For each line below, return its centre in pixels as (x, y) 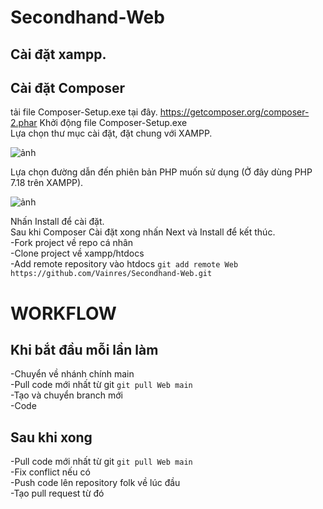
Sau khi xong (51, 437)
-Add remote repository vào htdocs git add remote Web (124, 264)
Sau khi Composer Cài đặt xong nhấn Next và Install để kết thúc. (143, 232)
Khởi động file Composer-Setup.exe (113, 123)
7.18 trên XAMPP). (47, 183)
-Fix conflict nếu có (50, 472)
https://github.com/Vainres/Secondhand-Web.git (111, 274)
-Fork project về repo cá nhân (72, 243)
